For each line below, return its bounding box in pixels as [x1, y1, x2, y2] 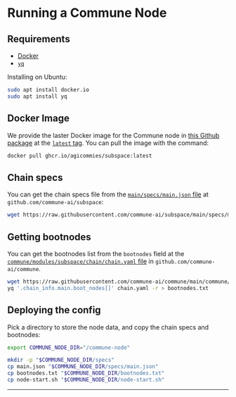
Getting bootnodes [7, 231, 91, 243]
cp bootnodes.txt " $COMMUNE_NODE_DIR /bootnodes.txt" [7, 370, 165, 377]
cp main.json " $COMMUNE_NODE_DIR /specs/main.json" [7, 363, 159, 370]
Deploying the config [7, 304, 101, 316]
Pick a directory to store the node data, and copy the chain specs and [7, 322, 209, 332]
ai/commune [7, 265, 39, 272]
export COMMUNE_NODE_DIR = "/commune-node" [7, 344, 131, 351]
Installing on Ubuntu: [7, 73, 67, 81]
